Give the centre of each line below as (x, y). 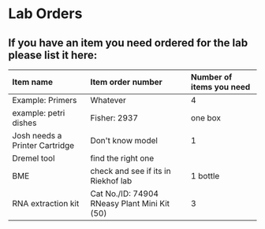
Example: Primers (45, 100)
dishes (24, 123)
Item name (33, 82)
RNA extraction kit (46, 203)
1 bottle (205, 176)
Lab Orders (45, 14)
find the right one (122, 158)
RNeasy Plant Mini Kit (130, 203)
